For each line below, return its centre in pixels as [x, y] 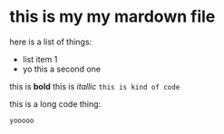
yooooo [22, 120]
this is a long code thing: [55, 104]
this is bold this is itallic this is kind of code [95, 86]
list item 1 [40, 59]
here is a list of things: [51, 42]
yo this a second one [62, 69]
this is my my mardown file [112, 17]
